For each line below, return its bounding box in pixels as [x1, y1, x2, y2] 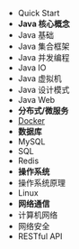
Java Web [17, 95, 56, 105]
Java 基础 [17, 30, 55, 40]
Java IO [17, 62, 47, 73]
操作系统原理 [17, 178, 66, 188]
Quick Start [17, 8, 60, 18]
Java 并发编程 [17, 52, 70, 62]
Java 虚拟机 [17, 73, 63, 84]
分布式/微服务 [17, 106, 69, 115]
